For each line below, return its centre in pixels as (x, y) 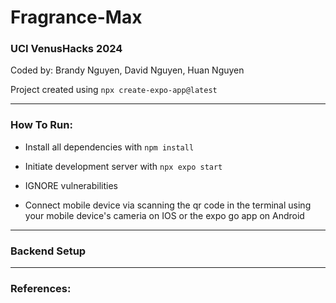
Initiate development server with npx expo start (123, 166)
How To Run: (41, 125)
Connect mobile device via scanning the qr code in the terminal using (168, 205)
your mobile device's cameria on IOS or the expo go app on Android (164, 215)
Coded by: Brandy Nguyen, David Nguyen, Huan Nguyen (127, 70)
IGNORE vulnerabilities (71, 185)
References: (41, 288)
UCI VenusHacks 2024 (66, 49)
